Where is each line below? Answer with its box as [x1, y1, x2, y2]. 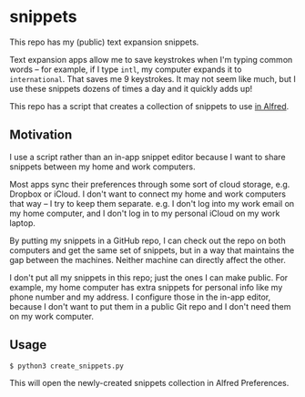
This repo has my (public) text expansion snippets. [9, 36, 199, 47]
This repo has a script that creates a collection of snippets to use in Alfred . [9, 100, 290, 111]
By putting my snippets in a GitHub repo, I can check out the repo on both [9, 235, 286, 246]
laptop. [9, 217, 36, 229]
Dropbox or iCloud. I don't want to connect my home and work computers [9, 188, 287, 199]
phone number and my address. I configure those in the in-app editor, [9, 291, 271, 302]
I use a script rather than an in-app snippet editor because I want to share [9, 151, 286, 162]
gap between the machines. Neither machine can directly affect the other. [9, 254, 287, 265]
